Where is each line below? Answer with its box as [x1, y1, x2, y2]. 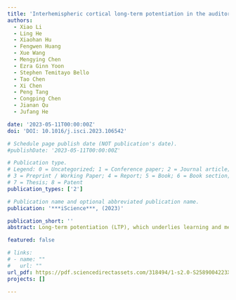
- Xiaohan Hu [13, 37, 52, 44]
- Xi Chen [13, 82, 42, 89]
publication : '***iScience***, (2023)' [7, 204, 124, 211]
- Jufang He [13, 108, 49, 115]
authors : [7, 17, 33, 24]
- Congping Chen [13, 96, 61, 103]
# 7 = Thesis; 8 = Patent [7, 179, 83, 186]
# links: [7, 249, 33, 256]
